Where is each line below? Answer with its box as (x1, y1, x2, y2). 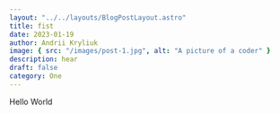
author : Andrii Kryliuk (9, 38, 99, 48)
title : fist (9, 22, 54, 31)
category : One (9, 72, 63, 81)
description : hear (9, 55, 78, 64)
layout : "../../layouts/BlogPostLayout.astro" (9, 13, 187, 22)
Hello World (9, 96, 53, 107)
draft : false (9, 64, 58, 73)
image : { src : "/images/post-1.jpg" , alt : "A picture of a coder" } (9, 47, 271, 56)
